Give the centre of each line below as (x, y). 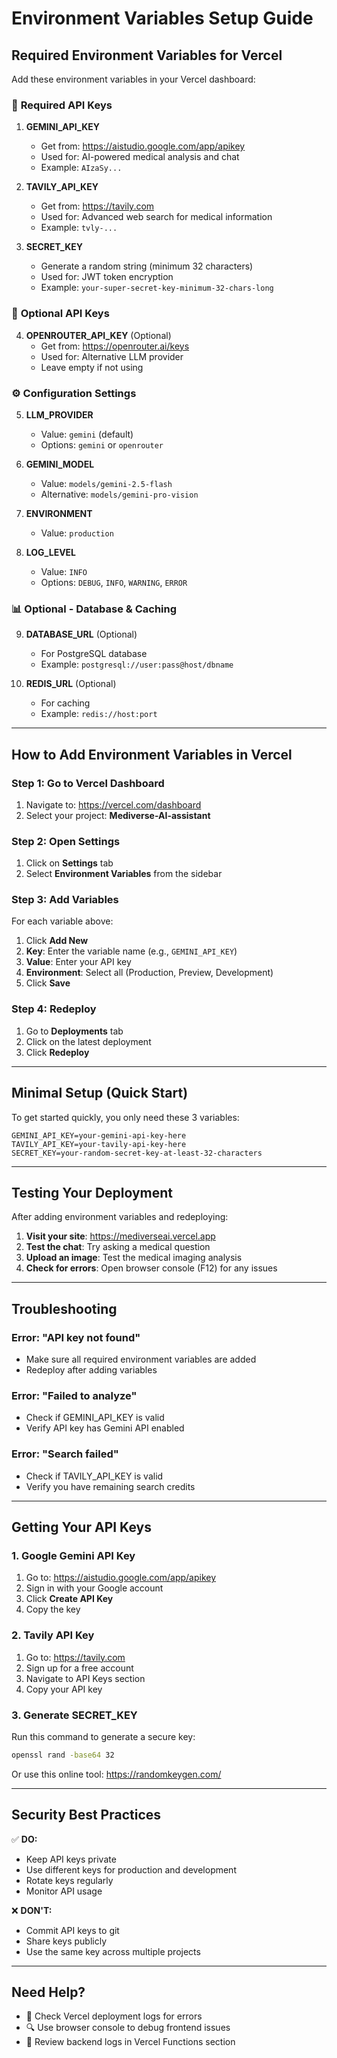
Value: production (77, 533)
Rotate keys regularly (69, 1880)
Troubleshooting (64, 1308)
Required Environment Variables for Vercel (147, 55)
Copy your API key (64, 1689)
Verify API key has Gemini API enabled (105, 1428)
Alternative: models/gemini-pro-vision (119, 494)
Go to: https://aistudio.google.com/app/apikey (121, 1578)
